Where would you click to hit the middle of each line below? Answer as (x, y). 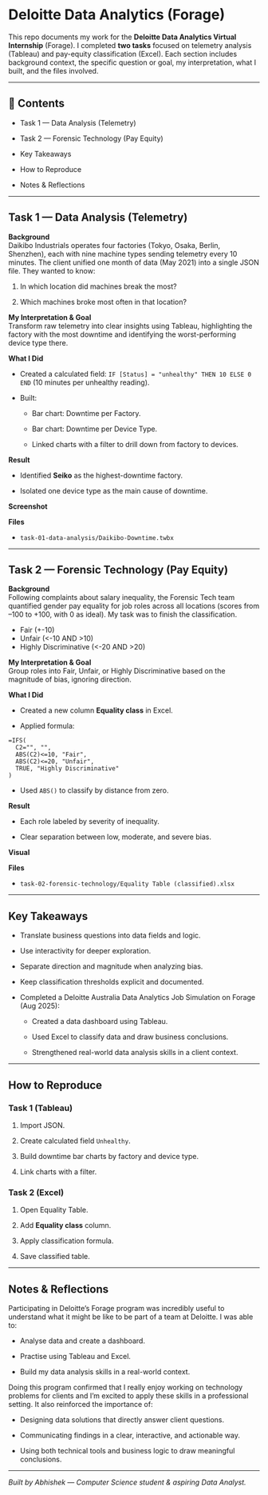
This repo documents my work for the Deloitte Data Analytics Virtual (122, 37)
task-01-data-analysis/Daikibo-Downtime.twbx (97, 538)
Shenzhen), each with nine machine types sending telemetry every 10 (123, 254)
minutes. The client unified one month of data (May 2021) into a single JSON (134, 262)
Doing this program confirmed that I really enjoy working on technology (126, 1387)
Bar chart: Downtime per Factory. (86, 413)
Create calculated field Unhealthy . (75, 1141)
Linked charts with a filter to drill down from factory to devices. (135, 444)
